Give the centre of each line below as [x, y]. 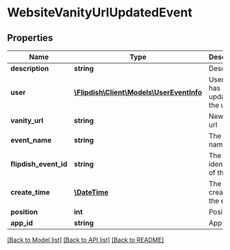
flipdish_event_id [39, 164]
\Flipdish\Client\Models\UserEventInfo [138, 92]
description [30, 68]
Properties [30, 38]
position [24, 212]
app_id [22, 223]
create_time [30, 192]
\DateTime [91, 192]
